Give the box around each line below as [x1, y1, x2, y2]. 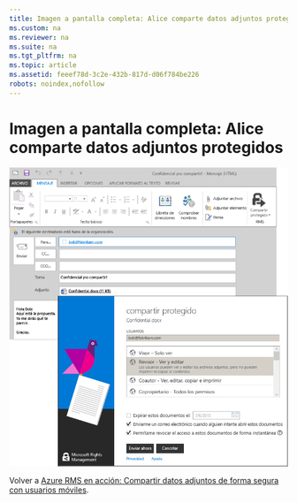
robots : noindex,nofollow [9, 80, 104, 88]
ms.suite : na [9, 42, 57, 51]
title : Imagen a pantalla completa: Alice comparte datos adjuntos [9, 14, 263, 23]
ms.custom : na [9, 23, 62, 33]
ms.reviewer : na [9, 33, 69, 42]
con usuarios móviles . [9, 484, 89, 495]
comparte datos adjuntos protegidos [9, 137, 284, 157]
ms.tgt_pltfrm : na [9, 51, 77, 61]
